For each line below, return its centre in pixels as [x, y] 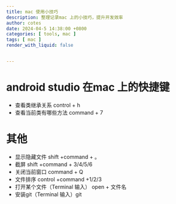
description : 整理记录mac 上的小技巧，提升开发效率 [65, 17]
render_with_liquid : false [40, 46]
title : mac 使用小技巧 [32, 12]
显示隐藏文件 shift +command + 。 [57, 157]
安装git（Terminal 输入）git [48, 194]
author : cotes [24, 23]
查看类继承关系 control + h [48, 105]
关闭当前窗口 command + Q [49, 172]
